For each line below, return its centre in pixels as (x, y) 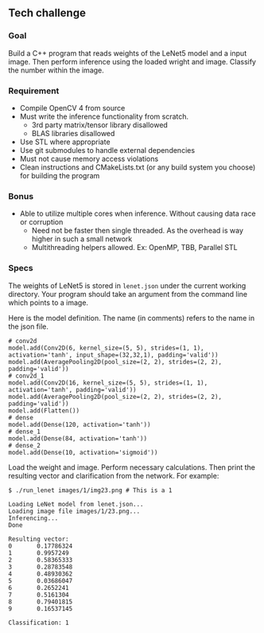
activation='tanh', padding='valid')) (72, 389)
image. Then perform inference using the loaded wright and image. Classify (132, 61)
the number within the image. (56, 70)
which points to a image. (49, 303)
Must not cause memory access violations (89, 158)
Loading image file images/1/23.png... (74, 511)
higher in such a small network (82, 239)
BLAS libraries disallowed (73, 133)
